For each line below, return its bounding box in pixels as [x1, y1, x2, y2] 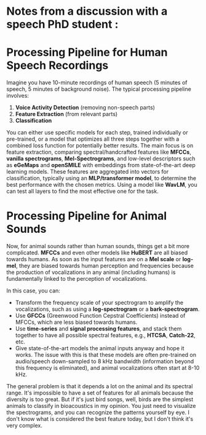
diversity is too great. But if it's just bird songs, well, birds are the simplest [6, 396, 194, 403]
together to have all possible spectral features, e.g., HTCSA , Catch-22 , [15, 332, 196, 339]
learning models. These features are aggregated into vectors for [6, 168, 169, 176]
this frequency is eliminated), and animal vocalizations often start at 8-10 [15, 364, 200, 372]
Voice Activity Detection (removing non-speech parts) [15, 104, 156, 111]
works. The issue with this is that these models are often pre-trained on [15, 351, 197, 359]
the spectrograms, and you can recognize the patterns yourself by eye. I [6, 409, 189, 416]
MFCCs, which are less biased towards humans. [15, 318, 138, 326]
